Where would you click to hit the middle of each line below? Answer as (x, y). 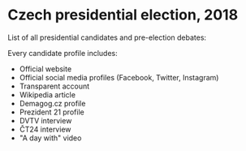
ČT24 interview (45, 129)
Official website (45, 69)
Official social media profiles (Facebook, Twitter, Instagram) (119, 77)
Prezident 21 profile (52, 112)
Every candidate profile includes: (63, 53)
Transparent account (54, 86)
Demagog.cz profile (52, 103)
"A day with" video (50, 138)
